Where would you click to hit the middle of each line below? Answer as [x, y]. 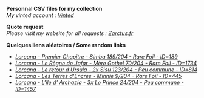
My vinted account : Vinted [40, 15]
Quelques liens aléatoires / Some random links [66, 45]
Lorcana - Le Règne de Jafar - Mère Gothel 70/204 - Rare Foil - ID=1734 [106, 63]
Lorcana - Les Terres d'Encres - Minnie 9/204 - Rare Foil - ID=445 [98, 76]
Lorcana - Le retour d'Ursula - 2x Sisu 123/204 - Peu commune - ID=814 [106, 70]
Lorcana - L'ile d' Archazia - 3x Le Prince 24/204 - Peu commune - [99, 82]
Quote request [25, 27]
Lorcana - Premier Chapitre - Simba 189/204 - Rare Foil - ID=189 [96, 57]
